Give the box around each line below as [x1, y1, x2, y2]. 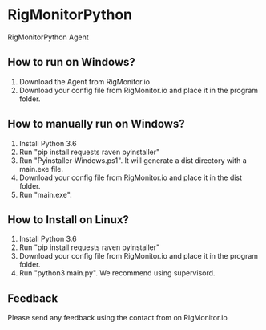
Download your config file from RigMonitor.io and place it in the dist [18, 173, 242, 182]
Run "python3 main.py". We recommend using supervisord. [18, 268, 216, 278]
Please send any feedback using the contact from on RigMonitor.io [7, 313, 228, 323]
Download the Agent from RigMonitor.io [18, 76, 150, 86]
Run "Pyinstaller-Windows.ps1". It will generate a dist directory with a [18, 155, 247, 165]
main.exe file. [18, 164, 64, 173]
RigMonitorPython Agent [7, 32, 89, 42]
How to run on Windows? [7, 55, 135, 69]
